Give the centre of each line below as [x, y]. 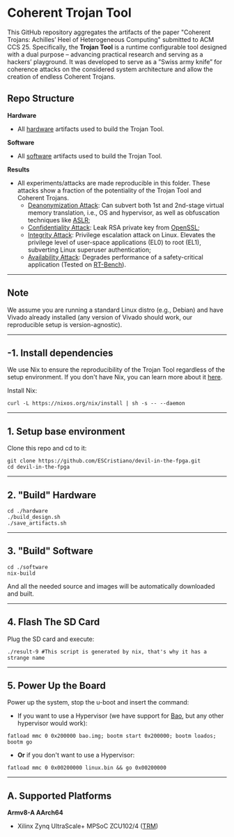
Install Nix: [22, 391]
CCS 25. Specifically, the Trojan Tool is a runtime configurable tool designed [117, 47]
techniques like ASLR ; [59, 220]
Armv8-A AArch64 [36, 813]
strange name [26, 658]
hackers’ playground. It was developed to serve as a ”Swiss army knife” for [115, 61]
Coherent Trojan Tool [70, 13]
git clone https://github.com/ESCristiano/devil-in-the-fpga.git [104, 461]
